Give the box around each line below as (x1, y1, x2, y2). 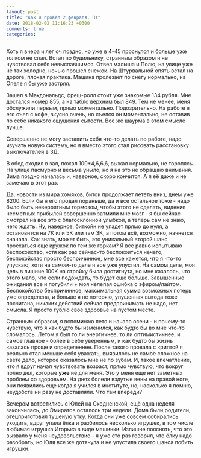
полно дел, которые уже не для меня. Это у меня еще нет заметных (6, 369, 183, 377)
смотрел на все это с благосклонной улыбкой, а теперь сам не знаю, (6, 217, 185, 224)
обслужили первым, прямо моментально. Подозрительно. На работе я (6, 104, 190, 112)
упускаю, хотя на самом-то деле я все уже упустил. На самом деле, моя (6, 261, 196, 269)
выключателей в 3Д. (6, 148, 60, 156)
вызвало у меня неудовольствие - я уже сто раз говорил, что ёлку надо (6, 432, 193, 439)
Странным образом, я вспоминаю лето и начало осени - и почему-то (6, 318, 186, 325)
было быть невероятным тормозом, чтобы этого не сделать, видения (6, 203, 186, 211)
